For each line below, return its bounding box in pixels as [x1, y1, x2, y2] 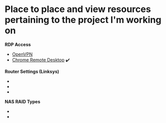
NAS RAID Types [5, 98, 41, 104]
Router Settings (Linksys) [5, 68, 60, 74]
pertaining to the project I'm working [5, 14, 162, 26]
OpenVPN [12, 51, 33, 57]
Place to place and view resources [5, 4, 151, 15]
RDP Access [5, 41, 31, 47]
